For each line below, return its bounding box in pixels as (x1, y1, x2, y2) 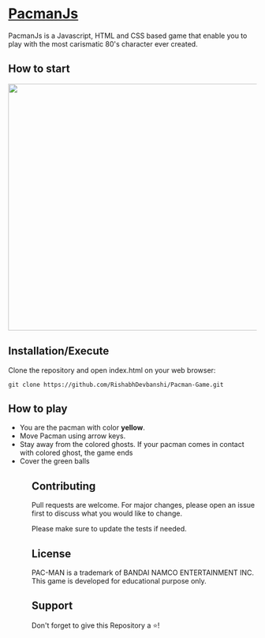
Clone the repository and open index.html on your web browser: (8, 365, 216, 375)
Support (31, 599, 73, 613)
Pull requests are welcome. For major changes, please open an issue (31, 501, 256, 510)
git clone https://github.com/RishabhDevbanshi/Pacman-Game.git (8, 381, 224, 388)
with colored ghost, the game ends (19, 448, 133, 458)
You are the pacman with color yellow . (19, 423, 146, 433)
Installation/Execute (8, 344, 110, 358)
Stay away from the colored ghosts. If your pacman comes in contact (19, 440, 244, 449)
